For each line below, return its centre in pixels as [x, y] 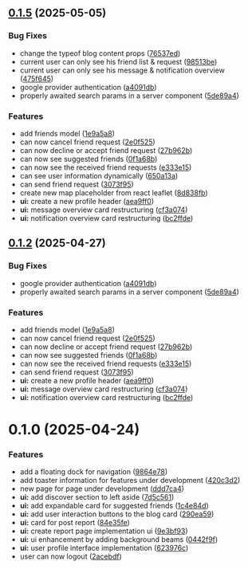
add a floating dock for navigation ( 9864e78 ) [94, 472]
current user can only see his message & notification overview [122, 70]
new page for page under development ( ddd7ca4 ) [102, 489]
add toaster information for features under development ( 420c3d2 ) [130, 481]
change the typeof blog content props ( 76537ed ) [100, 53]
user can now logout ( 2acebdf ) [71, 556]
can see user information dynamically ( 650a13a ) [99, 175]
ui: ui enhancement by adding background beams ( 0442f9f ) [119, 540]
